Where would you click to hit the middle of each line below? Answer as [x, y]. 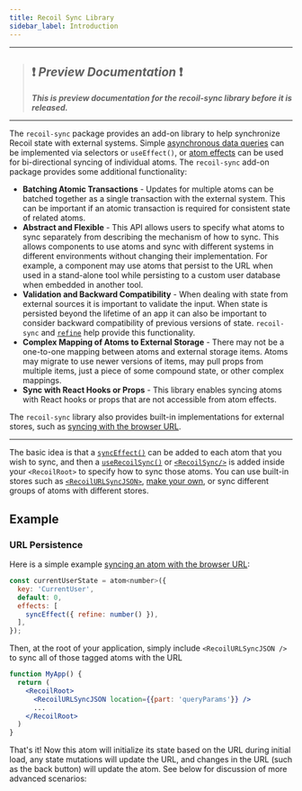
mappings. [42, 381]
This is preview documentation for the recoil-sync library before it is [161, 98]
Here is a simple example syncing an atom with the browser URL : [129, 564]
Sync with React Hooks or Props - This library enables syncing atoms [152, 390]
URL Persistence [46, 544]
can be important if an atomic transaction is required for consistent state [156, 209]
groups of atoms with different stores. [80, 490]
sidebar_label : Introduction [64, 26]
